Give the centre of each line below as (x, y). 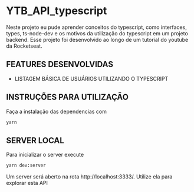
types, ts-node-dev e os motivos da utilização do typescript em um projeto (97, 33)
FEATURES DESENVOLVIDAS (60, 64)
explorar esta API (27, 183)
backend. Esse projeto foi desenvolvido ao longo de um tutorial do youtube (97, 39)
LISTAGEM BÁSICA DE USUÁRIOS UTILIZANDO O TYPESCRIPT (91, 78)
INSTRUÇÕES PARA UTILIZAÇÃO (67, 97)
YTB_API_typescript (57, 11)
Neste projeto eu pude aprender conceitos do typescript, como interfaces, (96, 27)
